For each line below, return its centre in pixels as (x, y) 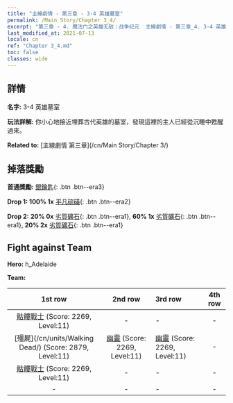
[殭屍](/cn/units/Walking (54, 338)
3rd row (168, 299)
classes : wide (28, 59)
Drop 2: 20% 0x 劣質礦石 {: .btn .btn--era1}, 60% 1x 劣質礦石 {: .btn (102, 217)
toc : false (23, 53)
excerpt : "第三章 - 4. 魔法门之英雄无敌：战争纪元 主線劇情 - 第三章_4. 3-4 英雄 (117, 26)
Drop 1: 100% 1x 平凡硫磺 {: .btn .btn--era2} (69, 201)
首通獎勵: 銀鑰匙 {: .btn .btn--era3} (56, 187)
